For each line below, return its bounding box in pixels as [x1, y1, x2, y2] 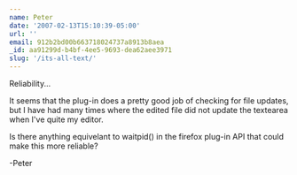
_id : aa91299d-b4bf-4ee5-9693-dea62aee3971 [9, 46, 173, 55]
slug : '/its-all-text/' [9, 54, 98, 63]
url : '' [9, 29, 38, 38]
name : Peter [9, 12, 53, 22]
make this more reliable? [9, 141, 99, 151]
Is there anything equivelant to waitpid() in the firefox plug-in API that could [9, 132, 285, 141]
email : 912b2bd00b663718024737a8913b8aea [9, 37, 165, 47]
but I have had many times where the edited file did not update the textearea [9, 105, 288, 115]
